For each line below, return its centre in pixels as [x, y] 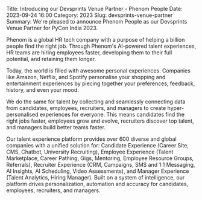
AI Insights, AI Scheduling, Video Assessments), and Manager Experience [98, 171]
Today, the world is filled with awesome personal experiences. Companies [99, 71]
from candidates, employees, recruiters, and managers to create [86, 108]
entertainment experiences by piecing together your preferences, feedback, [101, 83]
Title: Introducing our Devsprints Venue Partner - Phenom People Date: [94, 9]
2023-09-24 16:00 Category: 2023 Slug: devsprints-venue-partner [90, 15]
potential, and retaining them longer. [51, 59]
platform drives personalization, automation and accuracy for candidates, [97, 184]
